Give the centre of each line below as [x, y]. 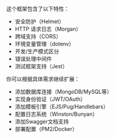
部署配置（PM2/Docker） [46, 129]
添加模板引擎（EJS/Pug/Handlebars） [62, 107]
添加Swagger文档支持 [42, 122]
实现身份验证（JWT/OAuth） [50, 99]
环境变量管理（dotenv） [45, 44]
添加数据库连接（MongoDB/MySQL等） [63, 92]
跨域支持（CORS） [38, 36]
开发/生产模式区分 [37, 51]
